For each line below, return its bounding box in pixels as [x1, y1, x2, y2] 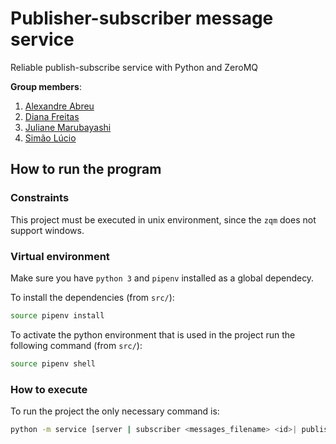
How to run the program [10, 161, 162, 178]
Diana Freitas [24, 110, 80, 122]
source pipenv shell [10, 358, 97, 369]
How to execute [10, 382, 88, 396]
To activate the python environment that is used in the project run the [10, 328, 296, 341]
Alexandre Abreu [24, 100, 95, 112]
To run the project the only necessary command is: [10, 405, 220, 417]
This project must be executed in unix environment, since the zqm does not [10, 213, 317, 226]
